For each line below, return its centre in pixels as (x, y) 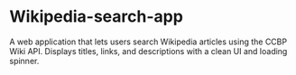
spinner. (24, 61)
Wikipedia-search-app (96, 17)
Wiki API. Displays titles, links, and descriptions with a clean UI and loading (148, 51)
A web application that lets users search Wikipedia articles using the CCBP (148, 42)
